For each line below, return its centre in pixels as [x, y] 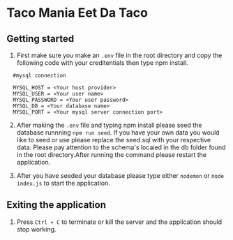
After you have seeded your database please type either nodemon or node [120, 175]
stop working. [36, 229]
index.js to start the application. [63, 183]
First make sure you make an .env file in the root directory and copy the [119, 55]
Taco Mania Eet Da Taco [77, 13]
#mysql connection [40, 75]
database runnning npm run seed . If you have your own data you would [118, 133]
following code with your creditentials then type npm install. [103, 63]
